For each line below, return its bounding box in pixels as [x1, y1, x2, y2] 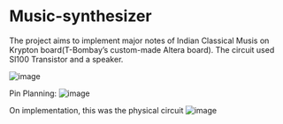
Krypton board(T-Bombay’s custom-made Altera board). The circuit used [9, 44, 275, 55]
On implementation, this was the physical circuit [9, 105, 184, 115]
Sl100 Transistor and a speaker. [9, 54, 124, 64]
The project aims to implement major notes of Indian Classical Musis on [9, 35, 270, 46]
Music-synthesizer [9, 6, 152, 26]
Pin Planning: [9, 88, 57, 98]
